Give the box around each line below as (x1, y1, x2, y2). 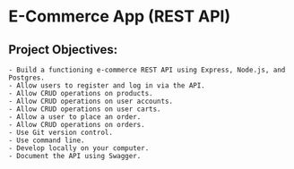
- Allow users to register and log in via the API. (8, 81, 205, 90)
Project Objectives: (8, 42, 118, 57)
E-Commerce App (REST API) (8, 6, 230, 27)
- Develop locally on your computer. (8, 144, 150, 153)
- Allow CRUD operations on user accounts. (8, 97, 174, 106)
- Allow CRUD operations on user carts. (8, 105, 162, 114)
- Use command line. (8, 136, 86, 145)
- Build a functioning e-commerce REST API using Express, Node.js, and (8, 65, 286, 74)
